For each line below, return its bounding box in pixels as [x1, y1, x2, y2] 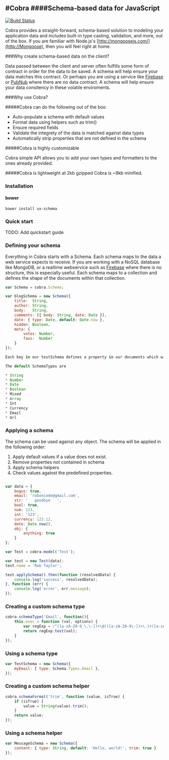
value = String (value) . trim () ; [23, 703, 89, 708]
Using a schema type [5, 650, 58, 657]
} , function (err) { [5, 582, 49, 587]
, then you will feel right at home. [43, 43, 111, 49]
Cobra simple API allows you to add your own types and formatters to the [5, 155, 157, 161]
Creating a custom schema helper [5, 683, 90, 690]
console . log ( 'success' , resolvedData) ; [14, 577, 98, 582]
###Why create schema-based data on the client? [5, 53, 110, 59]
